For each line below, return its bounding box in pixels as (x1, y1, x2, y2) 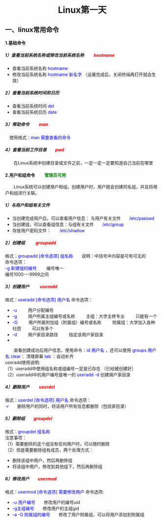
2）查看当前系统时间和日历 (5, 90, 60, 95)
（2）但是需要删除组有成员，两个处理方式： (5, 447, 94, 453)
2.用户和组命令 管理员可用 (5, 172, 66, 178)
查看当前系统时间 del (12, 103, 54, 109)
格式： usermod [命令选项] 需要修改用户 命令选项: (5, 489, 104, 495)
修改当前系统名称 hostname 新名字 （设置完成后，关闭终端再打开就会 (12, 71, 152, 77)
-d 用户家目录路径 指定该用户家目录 (12, 332, 104, 338)
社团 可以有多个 (12, 326, 54, 332)
